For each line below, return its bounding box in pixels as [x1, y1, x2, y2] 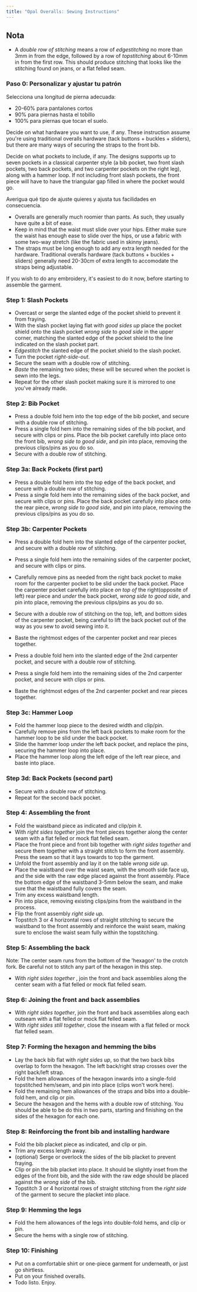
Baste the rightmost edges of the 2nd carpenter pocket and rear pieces [14, 687, 188, 694]
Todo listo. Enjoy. [14, 1278, 56, 1286]
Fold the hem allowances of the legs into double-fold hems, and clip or [14, 1219, 186, 1226]
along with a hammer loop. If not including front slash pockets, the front [6, 171, 180, 178]
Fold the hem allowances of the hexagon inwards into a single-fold [14, 1075, 176, 1082]
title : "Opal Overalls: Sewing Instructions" [6, 8, 119, 15]
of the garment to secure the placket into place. [14, 1191, 131, 1198]
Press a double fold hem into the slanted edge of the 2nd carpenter [14, 652, 178, 659]
